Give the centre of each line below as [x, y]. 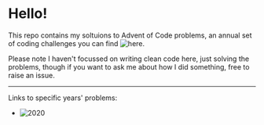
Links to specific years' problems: [63, 98]
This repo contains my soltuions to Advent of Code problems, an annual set [130, 35]
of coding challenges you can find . [77, 43]
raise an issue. [31, 75]
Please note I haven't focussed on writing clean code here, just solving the [129, 59]
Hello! [28, 14]
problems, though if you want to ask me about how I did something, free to [129, 66]
